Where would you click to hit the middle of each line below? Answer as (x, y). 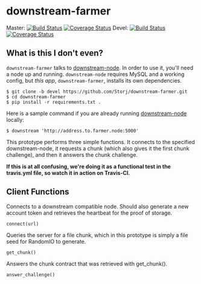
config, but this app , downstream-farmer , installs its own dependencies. (94, 80)
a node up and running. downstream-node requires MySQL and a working (95, 74)
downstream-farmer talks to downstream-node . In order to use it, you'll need (100, 68)
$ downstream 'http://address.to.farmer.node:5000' (72, 131)
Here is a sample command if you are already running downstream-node (97, 113)
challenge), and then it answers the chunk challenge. (72, 154)
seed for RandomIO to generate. (46, 241)
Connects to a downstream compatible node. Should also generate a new (97, 206)
